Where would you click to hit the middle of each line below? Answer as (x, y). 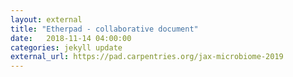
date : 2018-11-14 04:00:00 (71, 38)
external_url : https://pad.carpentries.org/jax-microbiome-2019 (147, 57)
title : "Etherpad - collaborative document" (104, 29)
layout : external (46, 19)
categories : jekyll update (66, 47)
